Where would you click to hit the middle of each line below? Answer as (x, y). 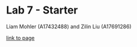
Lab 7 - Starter (42, 10)
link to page (20, 38)
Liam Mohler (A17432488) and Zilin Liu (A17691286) (69, 26)
